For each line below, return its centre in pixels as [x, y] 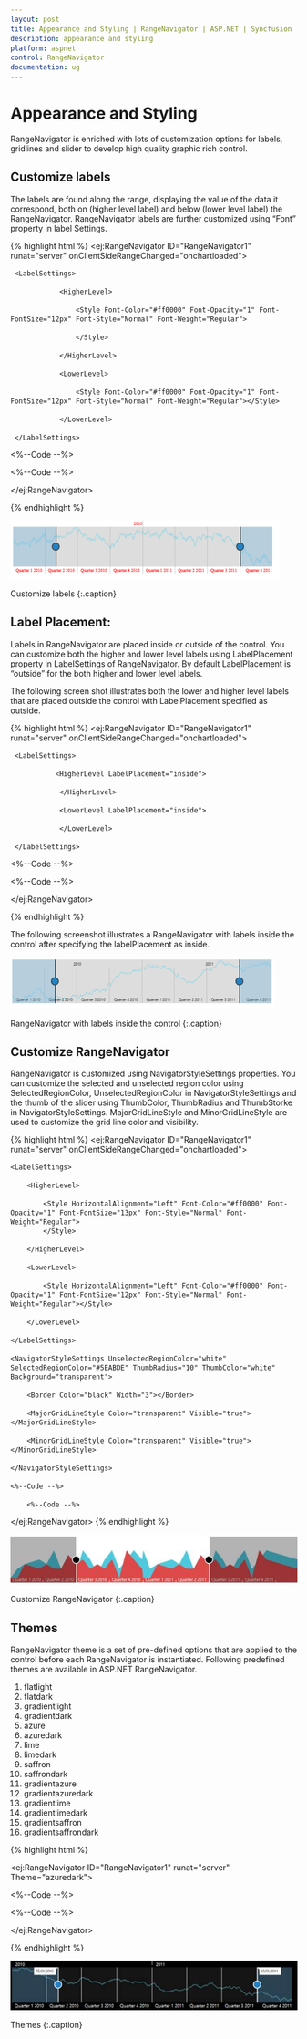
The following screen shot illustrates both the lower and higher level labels [150, 691]
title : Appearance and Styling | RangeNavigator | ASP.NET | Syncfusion [151, 29]
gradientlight [47, 1706]
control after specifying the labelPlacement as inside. [110, 944]
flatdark [38, 1696]
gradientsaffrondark [61, 1832]
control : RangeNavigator [57, 58]
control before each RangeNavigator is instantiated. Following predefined [148, 1659]
